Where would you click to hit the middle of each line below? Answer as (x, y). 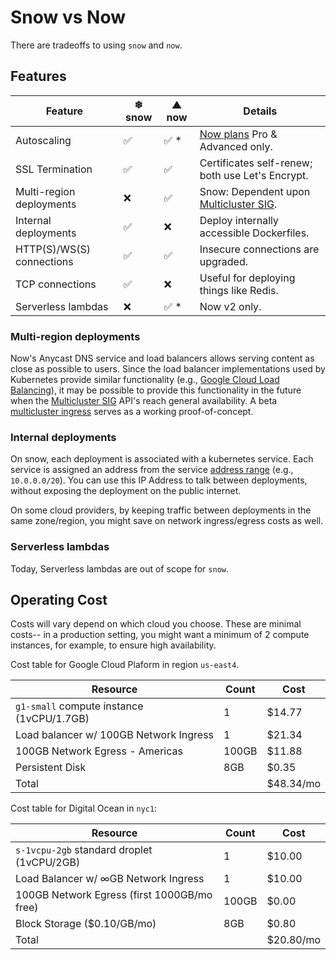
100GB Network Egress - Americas (99, 751)
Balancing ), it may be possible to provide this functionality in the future (156, 390)
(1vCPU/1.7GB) (52, 719)
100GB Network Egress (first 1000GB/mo (114, 895)
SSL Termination (54, 169)
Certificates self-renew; (256, 163)
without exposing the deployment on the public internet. (126, 491)
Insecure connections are (259, 249)
